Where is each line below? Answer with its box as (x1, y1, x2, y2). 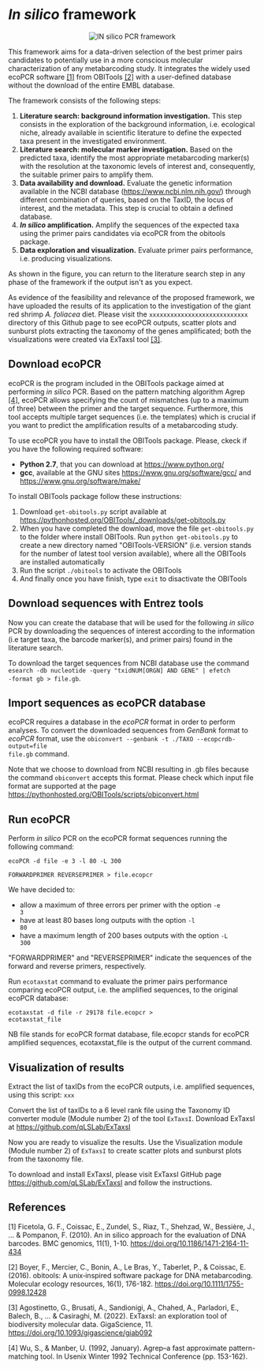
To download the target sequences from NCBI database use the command (8, 658, 250, 668)
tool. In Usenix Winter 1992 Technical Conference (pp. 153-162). (40, 1352, 248, 1361)
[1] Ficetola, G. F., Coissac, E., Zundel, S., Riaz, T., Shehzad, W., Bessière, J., (8, 1221, 255, 1231)
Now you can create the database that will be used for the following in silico (8, 617, 255, 627)
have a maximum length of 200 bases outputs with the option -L (19, 931, 229, 940)
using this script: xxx (8, 1090, 75, 1099)
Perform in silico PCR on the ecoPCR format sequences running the (8, 834, 228, 843)
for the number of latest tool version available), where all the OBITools (19, 549, 247, 558)
